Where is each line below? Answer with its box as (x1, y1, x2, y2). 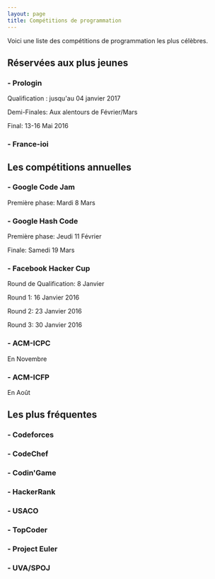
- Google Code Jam (7, 182, 76, 192)
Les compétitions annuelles (7, 161, 132, 173)
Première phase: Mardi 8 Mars (7, 198, 95, 207)
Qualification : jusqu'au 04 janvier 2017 (7, 94, 121, 103)
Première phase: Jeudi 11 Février (7, 232, 102, 241)
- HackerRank (7, 487, 56, 497)
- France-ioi (7, 139, 49, 149)
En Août (7, 388, 30, 396)
